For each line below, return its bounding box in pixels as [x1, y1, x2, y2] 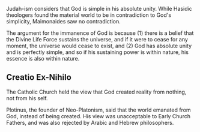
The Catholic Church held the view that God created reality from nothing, [6, 88, 187, 95]
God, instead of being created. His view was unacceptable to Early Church [6, 112, 191, 119]
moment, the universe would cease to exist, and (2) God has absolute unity [6, 42, 192, 49]
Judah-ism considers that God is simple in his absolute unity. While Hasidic [6, 5, 192, 12]
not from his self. [6, 94, 48, 101]
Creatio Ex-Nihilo [6, 72, 72, 83]
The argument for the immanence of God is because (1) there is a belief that [6, 29, 194, 37]
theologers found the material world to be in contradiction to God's [6, 11, 172, 19]
